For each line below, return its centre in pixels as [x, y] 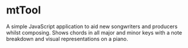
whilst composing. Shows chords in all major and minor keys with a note [94, 32]
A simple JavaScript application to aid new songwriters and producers [92, 26]
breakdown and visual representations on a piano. [67, 39]
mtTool [24, 10]
